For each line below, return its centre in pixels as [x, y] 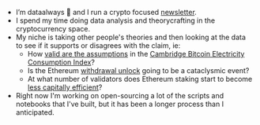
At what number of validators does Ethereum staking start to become [140, 79]
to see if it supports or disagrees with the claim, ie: [98, 46]
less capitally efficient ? [65, 87]
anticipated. [35, 112]
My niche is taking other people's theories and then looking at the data [131, 37]
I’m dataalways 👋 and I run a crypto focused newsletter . [106, 12]
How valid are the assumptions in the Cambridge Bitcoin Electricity [136, 54]
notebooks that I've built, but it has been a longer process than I [119, 104]
